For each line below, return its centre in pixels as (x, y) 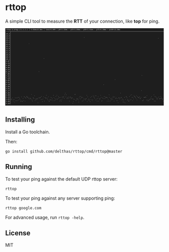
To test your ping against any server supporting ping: (60, 198)
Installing (20, 120)
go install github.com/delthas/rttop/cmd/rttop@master (64, 151)
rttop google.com (23, 208)
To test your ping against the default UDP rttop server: (61, 179)
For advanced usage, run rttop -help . (45, 217)
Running (19, 167)
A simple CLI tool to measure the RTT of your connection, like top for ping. (82, 21)
